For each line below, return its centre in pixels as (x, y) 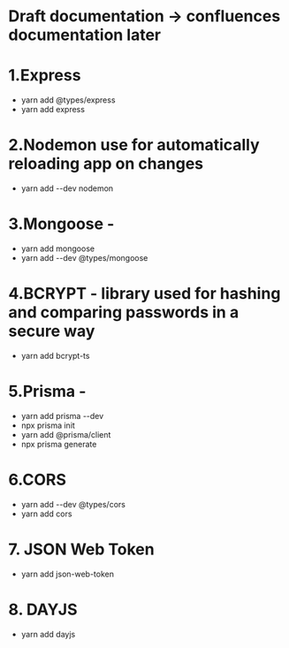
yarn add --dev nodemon (67, 188)
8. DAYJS (43, 610)
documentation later (85, 35)
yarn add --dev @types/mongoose (84, 258)
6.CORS (38, 480)
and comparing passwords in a (124, 313)
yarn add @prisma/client (66, 434)
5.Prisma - (47, 392)
